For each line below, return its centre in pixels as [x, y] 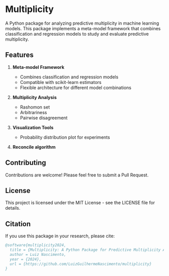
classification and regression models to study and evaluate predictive [77, 34]
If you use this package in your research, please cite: [60, 236]
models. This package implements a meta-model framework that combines [83, 28]
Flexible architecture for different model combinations [76, 87]
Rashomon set [35, 107]
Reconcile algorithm [34, 147]
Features [19, 55]
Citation [18, 224]
